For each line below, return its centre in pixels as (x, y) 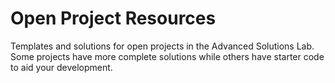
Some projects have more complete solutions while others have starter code (167, 56)
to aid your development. (61, 67)
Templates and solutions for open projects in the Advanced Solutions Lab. (162, 46)
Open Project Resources (113, 18)
